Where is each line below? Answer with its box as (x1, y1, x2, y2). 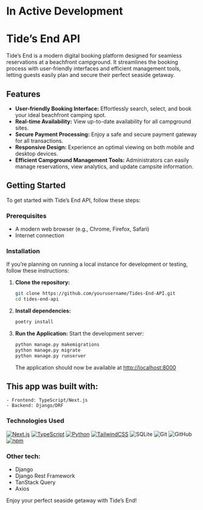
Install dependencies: (15, 307, 72, 314)
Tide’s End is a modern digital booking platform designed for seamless (6, 52, 182, 59)
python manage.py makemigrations (15, 341, 100, 348)
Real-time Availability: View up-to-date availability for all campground (15, 118, 191, 125)
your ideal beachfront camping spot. (15, 111, 107, 119)
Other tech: (6, 452, 41, 460)
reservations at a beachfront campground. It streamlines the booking (6, 59, 179, 66)
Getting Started (6, 180, 66, 191)
